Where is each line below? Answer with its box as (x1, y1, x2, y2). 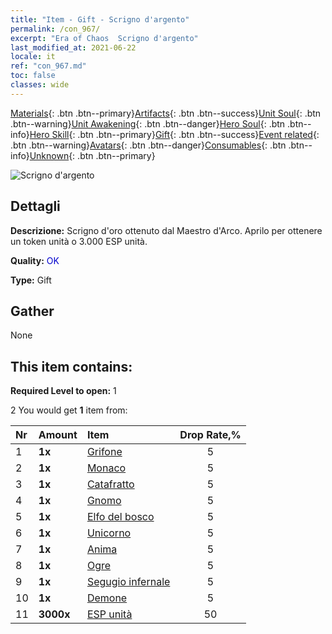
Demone (86, 591, 128, 605)
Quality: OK (10, 254, 60, 266)
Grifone (86, 445, 123, 459)
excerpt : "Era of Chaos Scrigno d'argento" (10, 33, 199, 43)
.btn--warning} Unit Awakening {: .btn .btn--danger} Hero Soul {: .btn (10, 117, 286, 130)
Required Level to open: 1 (10, 385, 117, 397)
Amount (38, 428, 78, 442)
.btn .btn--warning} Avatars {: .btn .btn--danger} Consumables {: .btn (10, 139, 287, 151)
